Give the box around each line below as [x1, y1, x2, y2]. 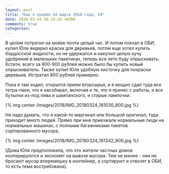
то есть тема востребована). [5, 163, 67, 169]
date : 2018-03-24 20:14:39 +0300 [5, 17, 76, 22]
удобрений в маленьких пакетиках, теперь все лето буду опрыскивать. [5, 56, 160, 62]
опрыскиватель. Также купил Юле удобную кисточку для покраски [5, 66, 151, 73]
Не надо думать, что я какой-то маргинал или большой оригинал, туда [5, 112, 159, 118]
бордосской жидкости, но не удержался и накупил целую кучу [5, 51, 142, 57]
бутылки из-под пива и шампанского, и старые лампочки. [5, 93, 131, 99]
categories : [5, 26, 30, 31]
